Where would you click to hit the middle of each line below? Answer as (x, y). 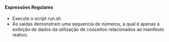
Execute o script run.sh (37, 18)
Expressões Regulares (29, 7)
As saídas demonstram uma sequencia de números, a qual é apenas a (86, 24)
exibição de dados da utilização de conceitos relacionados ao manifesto (88, 29)
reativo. (20, 35)
